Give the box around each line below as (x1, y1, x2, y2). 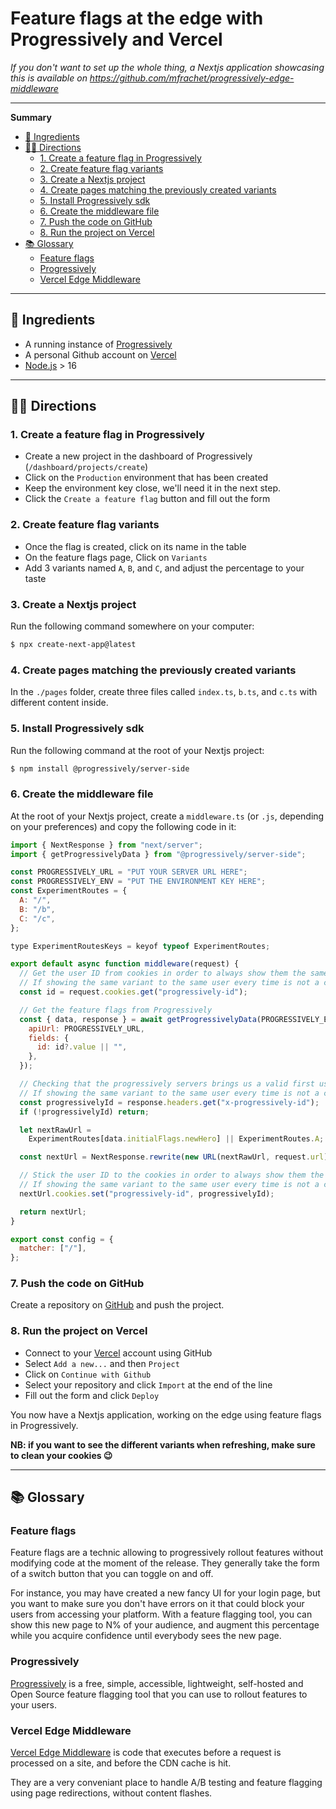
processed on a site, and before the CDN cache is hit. (10, 1757, 232, 1769)
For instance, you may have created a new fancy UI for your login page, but (10, 1587, 321, 1599)
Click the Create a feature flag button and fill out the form (24, 493, 271, 505)
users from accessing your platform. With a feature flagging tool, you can (10, 1608, 313, 1621)
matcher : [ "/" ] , (19, 1243, 87, 1254)
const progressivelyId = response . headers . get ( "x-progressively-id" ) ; (19, 1097, 320, 1107)
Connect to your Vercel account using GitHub (24, 1347, 213, 1359)
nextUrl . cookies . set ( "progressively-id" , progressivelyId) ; (19, 1188, 275, 1199)
